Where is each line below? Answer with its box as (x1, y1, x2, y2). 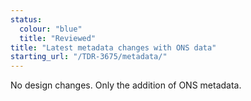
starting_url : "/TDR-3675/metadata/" (10, 52, 168, 62)
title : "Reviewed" (19, 33, 97, 43)
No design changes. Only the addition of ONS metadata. (10, 79, 242, 91)
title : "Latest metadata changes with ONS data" (10, 42, 217, 53)
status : (10, 14, 43, 25)
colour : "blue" (19, 24, 83, 34)
